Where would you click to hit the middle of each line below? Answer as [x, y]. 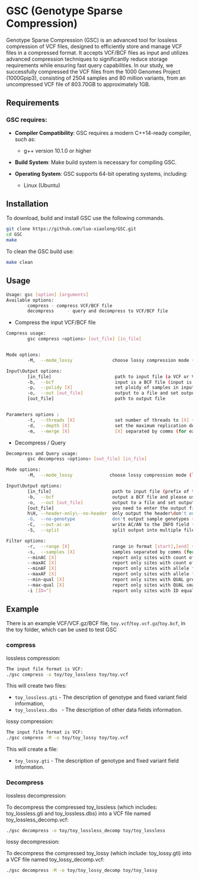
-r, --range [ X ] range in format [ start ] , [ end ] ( [111, 546]
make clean [20, 263]
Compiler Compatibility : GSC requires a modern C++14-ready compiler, [103, 133]
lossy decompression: [33, 842]
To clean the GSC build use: [40, 251]
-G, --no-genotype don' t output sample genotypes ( [111, 519]
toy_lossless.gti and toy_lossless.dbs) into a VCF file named [78, 813]
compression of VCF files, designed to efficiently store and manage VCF [94, 46]
